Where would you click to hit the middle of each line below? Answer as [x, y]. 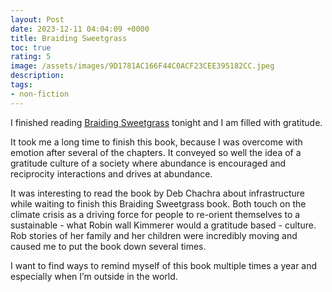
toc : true [31, 47]
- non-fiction [40, 94]
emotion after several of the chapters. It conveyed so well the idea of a [156, 152]
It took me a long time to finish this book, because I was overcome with [156, 142]
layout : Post [37, 19]
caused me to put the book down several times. [108, 246]
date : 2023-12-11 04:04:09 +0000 [80, 29]
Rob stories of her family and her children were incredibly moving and [154, 235]
